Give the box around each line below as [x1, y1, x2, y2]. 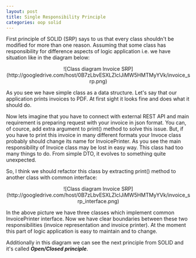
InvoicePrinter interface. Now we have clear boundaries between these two [6, 215, 188, 222]
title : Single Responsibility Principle [6, 14, 106, 20]
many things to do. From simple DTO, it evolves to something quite [6, 150, 166, 157]
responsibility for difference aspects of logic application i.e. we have [6, 48, 171, 55]
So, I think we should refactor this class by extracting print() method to [6, 168, 177, 175]
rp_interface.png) [77, 198, 120, 205]
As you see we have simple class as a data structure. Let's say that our [6, 89, 177, 97]
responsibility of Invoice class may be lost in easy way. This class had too [6, 144, 184, 151]
